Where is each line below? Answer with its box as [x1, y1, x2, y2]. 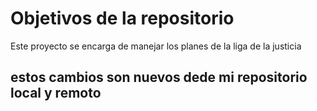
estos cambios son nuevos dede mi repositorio [10, 69, 308, 86]
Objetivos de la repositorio [10, 7, 235, 30]
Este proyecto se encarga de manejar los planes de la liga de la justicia [10, 40, 302, 52]
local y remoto [10, 85, 102, 102]
